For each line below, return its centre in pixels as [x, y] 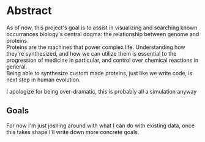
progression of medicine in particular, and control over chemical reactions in [102, 60]
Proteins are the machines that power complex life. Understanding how [96, 47]
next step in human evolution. [43, 80]
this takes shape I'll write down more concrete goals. [73, 132]
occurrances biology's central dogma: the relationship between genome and [103, 34]
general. [17, 66]
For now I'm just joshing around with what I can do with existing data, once [100, 125]
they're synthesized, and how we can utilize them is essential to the [91, 53]
